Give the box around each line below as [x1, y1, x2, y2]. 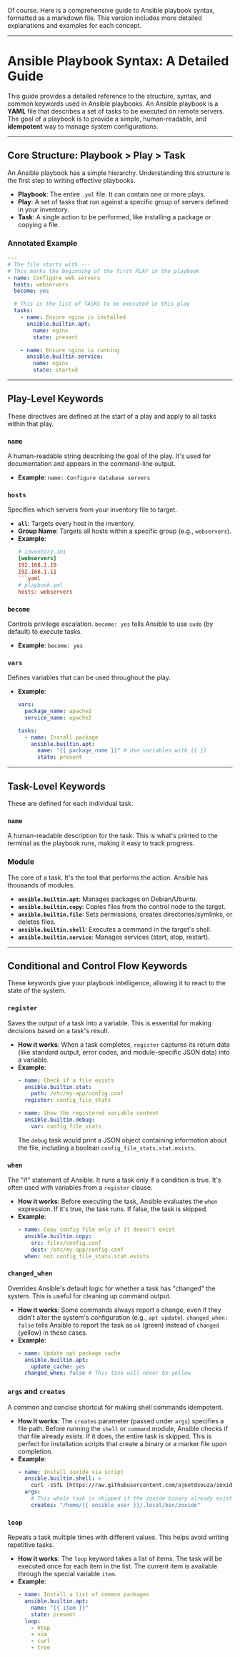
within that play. [7, 419, 54, 428]
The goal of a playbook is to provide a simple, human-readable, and [7, 114, 207, 123]
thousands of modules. [7, 880, 75, 889]
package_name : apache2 [24, 707, 92, 715]
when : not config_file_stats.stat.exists [24, 1253, 150, 1260]
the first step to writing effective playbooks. [7, 176, 136, 184]
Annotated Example [7, 238, 78, 248]
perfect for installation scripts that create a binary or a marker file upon [17, 1439, 227, 1448]
